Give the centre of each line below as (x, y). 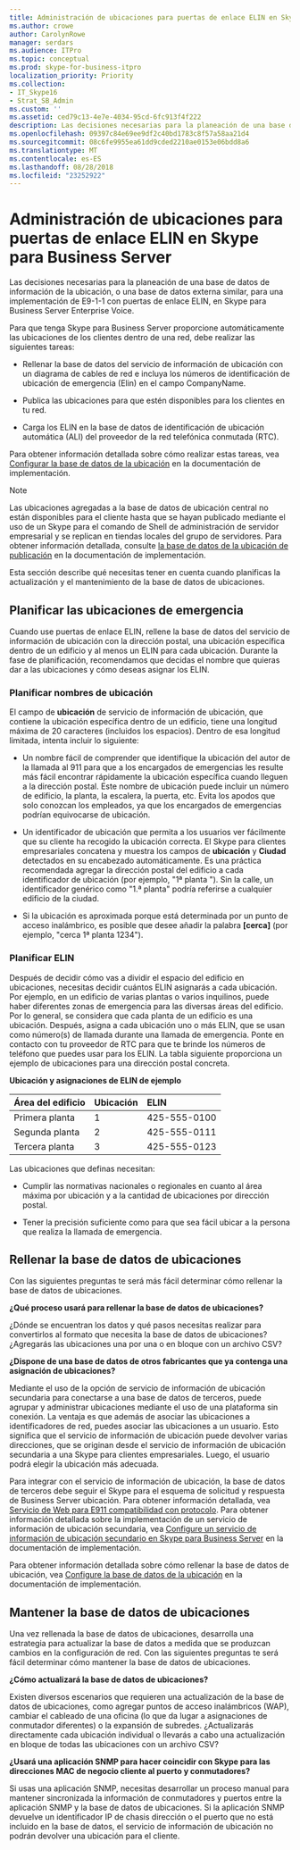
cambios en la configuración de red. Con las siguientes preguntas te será (144, 1653)
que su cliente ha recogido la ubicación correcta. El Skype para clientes (154, 841)
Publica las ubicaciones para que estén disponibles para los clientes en (154, 401)
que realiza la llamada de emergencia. (92, 1231)
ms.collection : (37, 84)
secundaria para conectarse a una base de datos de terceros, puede (135, 1398)
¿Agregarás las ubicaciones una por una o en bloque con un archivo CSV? (146, 1344)
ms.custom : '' (36, 109)
